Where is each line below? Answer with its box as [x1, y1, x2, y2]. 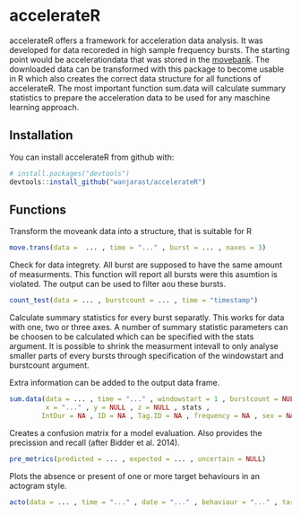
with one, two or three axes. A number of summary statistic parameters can [9, 322, 288, 333]
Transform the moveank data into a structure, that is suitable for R [9, 226, 253, 237]
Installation [9, 127, 73, 144]
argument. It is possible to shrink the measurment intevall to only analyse [9, 341, 279, 352]
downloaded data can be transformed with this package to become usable [9, 64, 285, 74]
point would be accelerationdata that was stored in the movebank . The [9, 54, 271, 65]
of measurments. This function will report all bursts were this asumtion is [9, 269, 278, 280]
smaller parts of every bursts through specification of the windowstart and [9, 351, 284, 362]
